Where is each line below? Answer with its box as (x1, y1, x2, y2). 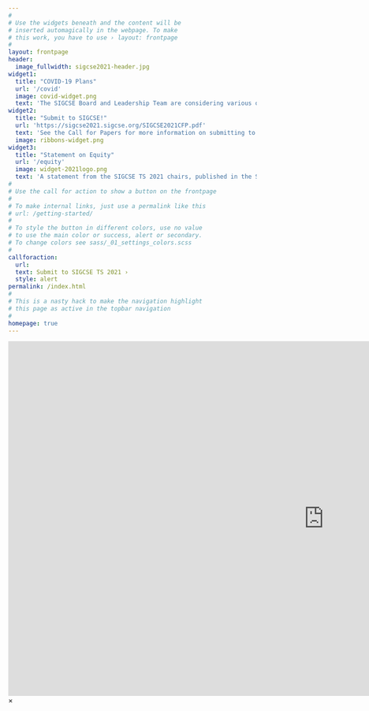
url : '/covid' (15, 84, 61, 93)
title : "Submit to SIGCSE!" (15, 114, 108, 122)
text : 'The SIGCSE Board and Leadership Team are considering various (15, 99, 252, 107)
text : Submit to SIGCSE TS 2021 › (15, 268, 129, 276)
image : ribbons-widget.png (15, 136, 104, 144)
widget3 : (8, 143, 37, 151)
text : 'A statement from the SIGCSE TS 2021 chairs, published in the (15, 173, 252, 181)
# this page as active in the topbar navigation (8, 304, 171, 312)
